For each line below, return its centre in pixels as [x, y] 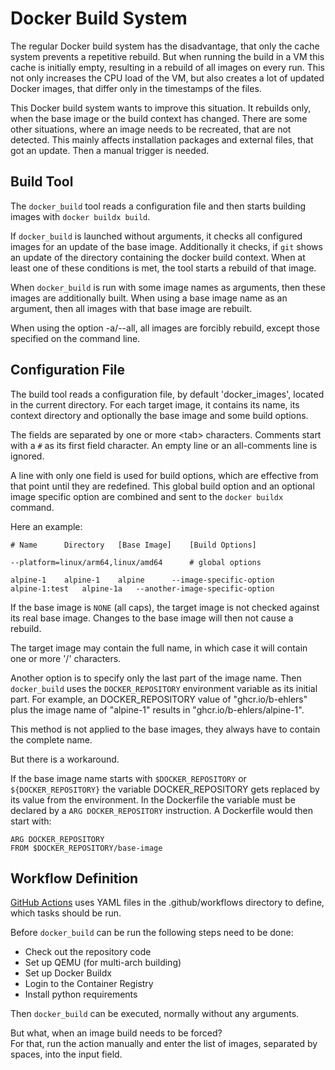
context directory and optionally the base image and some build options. [159, 415]
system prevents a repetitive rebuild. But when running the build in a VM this [167, 56]
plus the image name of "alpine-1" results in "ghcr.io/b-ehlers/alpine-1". [157, 709]
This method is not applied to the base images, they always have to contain [165, 729]
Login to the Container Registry [89, 984]
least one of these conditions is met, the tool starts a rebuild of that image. [163, 268]
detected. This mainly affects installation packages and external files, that [162, 139]
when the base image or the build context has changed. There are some [159, 118]
